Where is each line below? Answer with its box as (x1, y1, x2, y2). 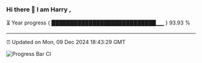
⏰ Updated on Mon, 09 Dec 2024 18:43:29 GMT (6, 39, 126, 46)
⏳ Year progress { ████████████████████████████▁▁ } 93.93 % (6, 19, 191, 26)
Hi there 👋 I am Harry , (6, 5, 72, 14)
